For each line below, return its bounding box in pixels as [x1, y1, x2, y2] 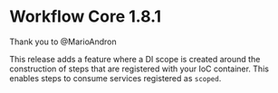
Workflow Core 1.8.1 [9, 6, 161, 27]
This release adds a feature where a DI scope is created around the [9, 53, 261, 64]
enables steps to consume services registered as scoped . [9, 72, 222, 83]
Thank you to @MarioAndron [9, 36, 118, 47]
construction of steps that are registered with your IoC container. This [9, 63, 270, 74]
